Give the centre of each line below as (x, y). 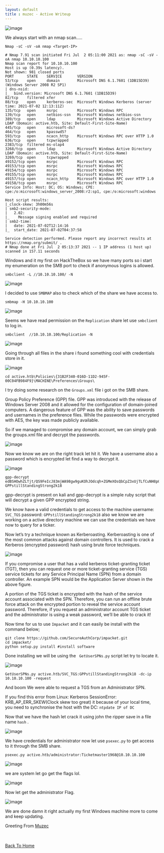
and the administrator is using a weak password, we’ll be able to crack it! (78, 615)
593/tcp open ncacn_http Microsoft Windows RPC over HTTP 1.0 (79, 136)
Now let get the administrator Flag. (40, 792)
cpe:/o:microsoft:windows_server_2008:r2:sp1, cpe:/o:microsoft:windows (81, 191)
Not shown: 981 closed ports (35, 72)
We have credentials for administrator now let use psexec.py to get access (80, 741)
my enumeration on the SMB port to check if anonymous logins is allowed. (80, 265)
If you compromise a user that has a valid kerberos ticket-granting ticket (78, 563)
